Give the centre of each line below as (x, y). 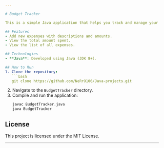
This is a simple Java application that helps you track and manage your (82, 22)
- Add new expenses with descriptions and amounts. (59, 36)
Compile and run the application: (45, 95)
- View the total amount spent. (38, 41)
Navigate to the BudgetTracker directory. (52, 90)
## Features (17, 32)
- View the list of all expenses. (40, 45)
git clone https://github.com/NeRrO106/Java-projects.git (72, 81)
